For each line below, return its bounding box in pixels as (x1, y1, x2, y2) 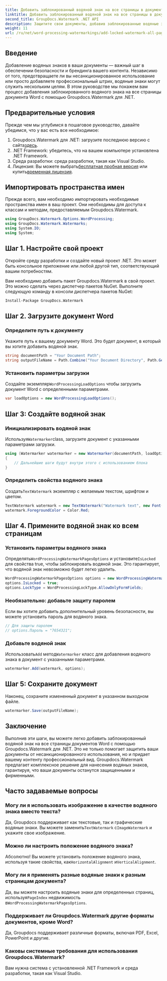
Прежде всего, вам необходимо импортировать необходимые (5, 196, 139, 202)
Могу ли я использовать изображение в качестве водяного (5, 802, 158, 809)
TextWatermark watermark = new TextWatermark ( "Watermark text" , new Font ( (5, 503, 164, 508)
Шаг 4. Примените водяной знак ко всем (5, 521, 139, 530)
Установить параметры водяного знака (5, 544, 107, 551)
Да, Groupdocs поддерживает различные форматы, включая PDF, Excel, (5, 930, 159, 936)
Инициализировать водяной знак (5, 425, 91, 432)
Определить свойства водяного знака (5, 477, 103, 484)
